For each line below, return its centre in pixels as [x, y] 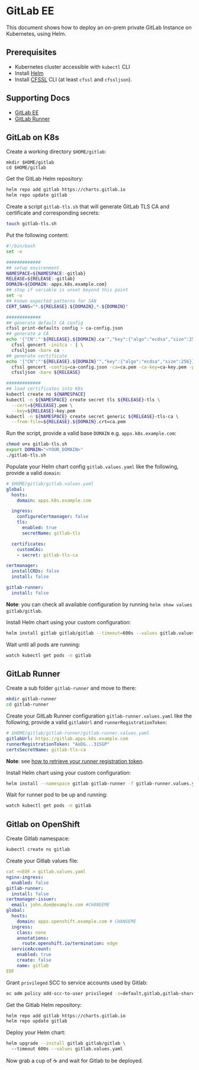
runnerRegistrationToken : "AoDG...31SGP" [58, 744]
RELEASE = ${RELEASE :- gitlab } [41, 279]
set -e [14, 251]
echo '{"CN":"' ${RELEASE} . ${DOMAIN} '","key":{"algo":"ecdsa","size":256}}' [102, 361]
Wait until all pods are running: [43, 644]
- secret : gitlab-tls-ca [47, 555]
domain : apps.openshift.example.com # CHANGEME [76, 921]
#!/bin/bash [21, 246]
